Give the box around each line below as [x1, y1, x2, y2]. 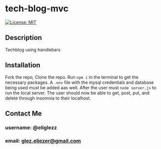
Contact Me [5, 109, 42, 117]
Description [5, 34, 42, 42]
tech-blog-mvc [5, 3, 69, 14]
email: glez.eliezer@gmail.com [5, 137, 81, 144]
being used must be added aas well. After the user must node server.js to [5, 84, 157, 90]
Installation [5, 61, 40, 70]
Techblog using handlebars [5, 46, 61, 52]
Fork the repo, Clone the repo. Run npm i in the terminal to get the [5, 74, 139, 80]
